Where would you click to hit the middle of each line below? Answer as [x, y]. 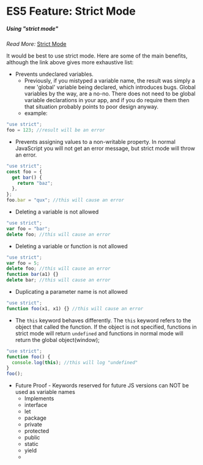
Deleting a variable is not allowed [57, 212]
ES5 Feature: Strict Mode [71, 11]
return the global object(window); [57, 340]
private [33, 425]
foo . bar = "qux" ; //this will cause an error [65, 200]
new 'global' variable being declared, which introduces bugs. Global [110, 87]
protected [37, 431]
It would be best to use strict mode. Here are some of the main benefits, [97, 56]
